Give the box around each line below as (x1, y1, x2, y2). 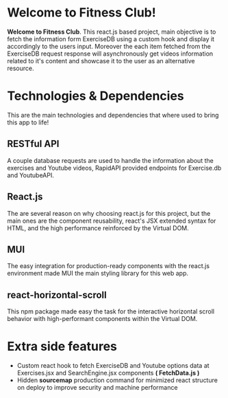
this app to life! (7, 118, 49, 126)
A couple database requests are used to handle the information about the (7, 156, 214, 164)
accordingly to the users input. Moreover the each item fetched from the (7, 42, 211, 50)
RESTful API (7, 138, 60, 150)
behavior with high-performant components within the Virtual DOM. (7, 315, 198, 323)
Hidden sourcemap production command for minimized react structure (16, 376, 218, 384)
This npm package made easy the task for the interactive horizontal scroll (7, 307, 215, 316)
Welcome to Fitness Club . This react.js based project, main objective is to (7, 27, 216, 36)
